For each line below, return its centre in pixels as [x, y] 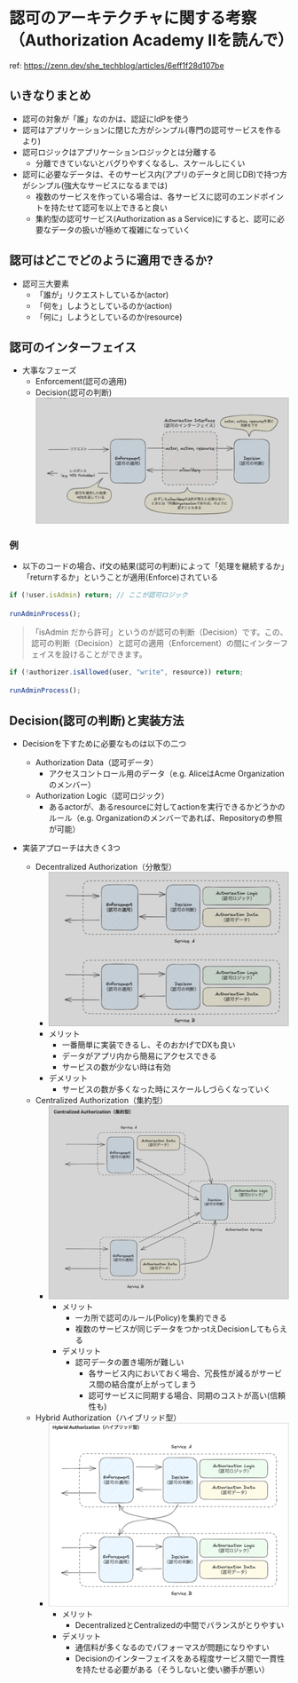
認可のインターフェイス [73, 347]
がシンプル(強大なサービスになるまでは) [95, 185]
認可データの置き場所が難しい [129, 1362]
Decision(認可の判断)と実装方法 [97, 720]
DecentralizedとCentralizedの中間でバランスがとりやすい [180, 1625]
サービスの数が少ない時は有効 [116, 1067]
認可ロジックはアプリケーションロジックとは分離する [119, 152]
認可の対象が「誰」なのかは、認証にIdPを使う [106, 119]
